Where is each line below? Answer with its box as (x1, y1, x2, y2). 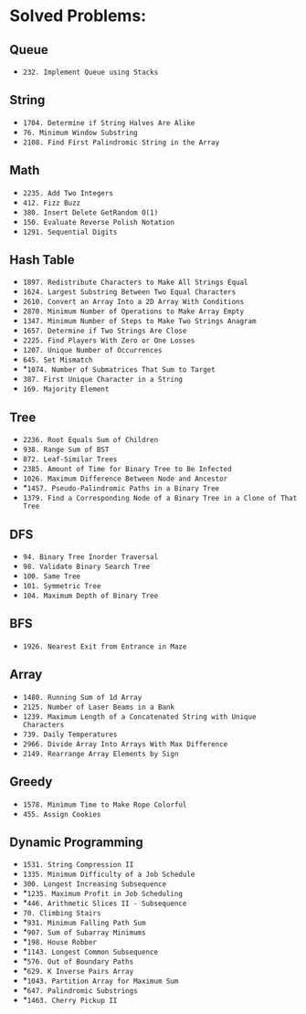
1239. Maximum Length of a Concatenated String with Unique (22, 712, 257, 722)
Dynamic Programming (9, 834, 143, 850)
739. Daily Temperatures (22, 730, 118, 739)
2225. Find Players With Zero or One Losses (22, 336, 195, 345)
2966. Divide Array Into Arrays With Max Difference (22, 739, 228, 749)
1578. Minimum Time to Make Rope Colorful (22, 800, 187, 809)
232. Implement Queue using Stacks (22, 68, 159, 77)
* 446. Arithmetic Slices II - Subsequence (22, 897, 187, 909)
